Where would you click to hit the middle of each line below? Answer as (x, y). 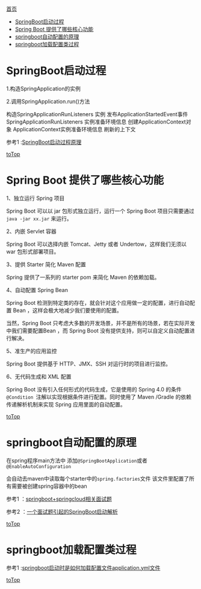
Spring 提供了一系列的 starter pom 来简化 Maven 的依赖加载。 (83, 277)
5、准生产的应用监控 (32, 351)
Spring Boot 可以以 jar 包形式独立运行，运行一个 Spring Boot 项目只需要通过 (100, 211)
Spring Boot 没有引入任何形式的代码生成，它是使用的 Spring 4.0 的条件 (94, 389)
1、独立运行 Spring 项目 (36, 198)
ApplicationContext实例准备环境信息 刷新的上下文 (74, 129)
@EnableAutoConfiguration (39, 466)
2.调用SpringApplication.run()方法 (48, 101)
